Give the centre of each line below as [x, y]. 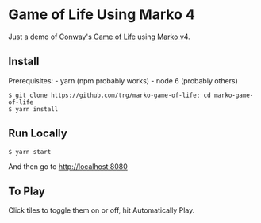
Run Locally [38, 134]
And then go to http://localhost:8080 [68, 166]
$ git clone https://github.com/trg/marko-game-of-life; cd [110, 95]
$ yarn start [30, 152]
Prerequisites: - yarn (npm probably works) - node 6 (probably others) [123, 80]
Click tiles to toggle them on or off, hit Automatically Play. [102, 210]
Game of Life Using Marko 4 [102, 15]
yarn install [37, 109]
